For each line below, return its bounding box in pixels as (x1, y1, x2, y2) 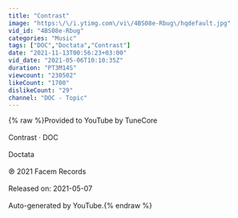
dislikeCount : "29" (8, 86, 74, 95)
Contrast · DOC (8, 133, 58, 143)
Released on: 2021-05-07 (8, 184, 93, 193)
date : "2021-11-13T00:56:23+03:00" (8, 49, 127, 57)
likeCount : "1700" (8, 79, 70, 87)
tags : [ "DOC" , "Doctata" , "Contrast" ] (8, 42, 131, 50)
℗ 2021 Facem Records (8, 167, 87, 176)
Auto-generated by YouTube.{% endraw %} (8, 201, 153, 211)
